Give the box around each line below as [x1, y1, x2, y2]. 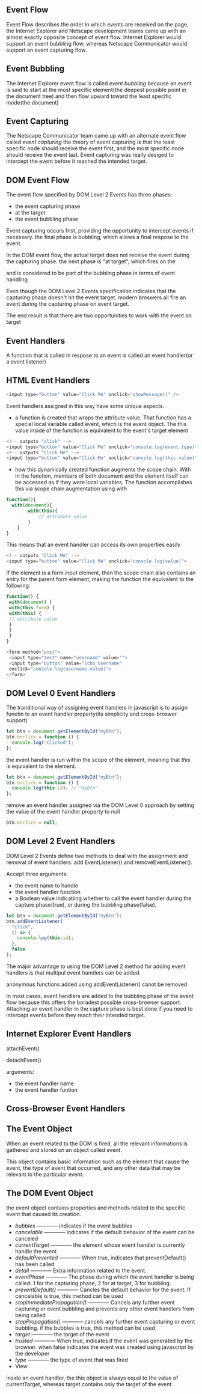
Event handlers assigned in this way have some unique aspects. [6, 402, 165, 409]
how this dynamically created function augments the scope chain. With [14, 466, 191, 473]
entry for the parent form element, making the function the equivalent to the [6, 576, 194, 583]
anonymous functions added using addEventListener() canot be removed [6, 981, 188, 988]
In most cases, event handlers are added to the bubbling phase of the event [6, 992, 194, 999]
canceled [14, 1235, 38, 1242]
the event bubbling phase [14, 216, 79, 223]
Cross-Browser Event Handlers [6, 1104, 125, 1114]
